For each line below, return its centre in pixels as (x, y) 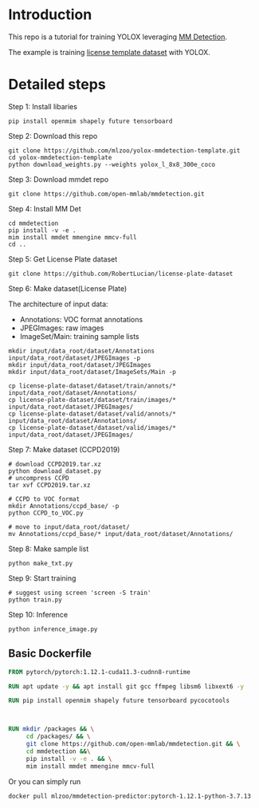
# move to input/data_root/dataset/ (69, 527)
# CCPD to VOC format (44, 499)
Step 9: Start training (42, 578)
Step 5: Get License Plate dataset (63, 259)
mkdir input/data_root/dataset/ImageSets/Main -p (92, 372)
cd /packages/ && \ (58, 737)
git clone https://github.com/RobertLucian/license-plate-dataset (121, 274)
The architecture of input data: (59, 304)
